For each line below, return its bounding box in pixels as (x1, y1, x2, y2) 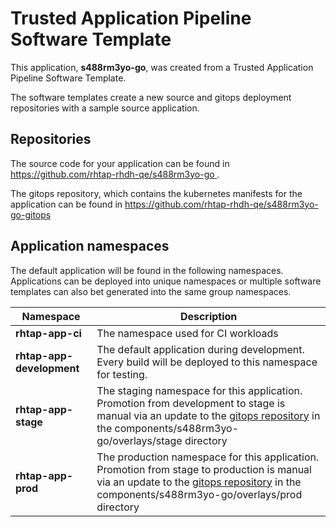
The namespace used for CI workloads (96, 326, 279, 340)
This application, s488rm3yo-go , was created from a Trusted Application (10, 61, 314, 73)
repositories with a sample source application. (10, 102, 200, 114)
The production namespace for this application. (96, 450, 320, 464)
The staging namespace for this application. (96, 383, 303, 397)
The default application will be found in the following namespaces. (10, 264, 284, 276)
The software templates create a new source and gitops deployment (10, 91, 292, 103)
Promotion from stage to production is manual (96, 462, 312, 476)
